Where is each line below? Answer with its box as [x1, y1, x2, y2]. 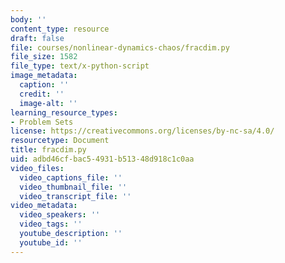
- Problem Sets [10, 117, 74, 127]
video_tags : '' [19, 219, 83, 230]
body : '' [10, 14, 47, 25]
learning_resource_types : [10, 107, 118, 118]
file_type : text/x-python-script [10, 61, 150, 71]
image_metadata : [10, 71, 78, 81]
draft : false [10, 33, 65, 43]
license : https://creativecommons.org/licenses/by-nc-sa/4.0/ [10, 126, 275, 136]
